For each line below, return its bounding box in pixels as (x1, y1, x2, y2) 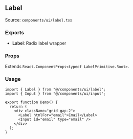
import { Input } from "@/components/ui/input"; (5, 91, 106, 96)
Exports (5, 29, 24, 36)
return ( (9, 104, 27, 109)
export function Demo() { (5, 100, 58, 105)
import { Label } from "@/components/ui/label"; (5, 87, 106, 92)
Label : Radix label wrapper (12, 40, 66, 46)
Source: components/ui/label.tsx (5, 17, 72, 23)
